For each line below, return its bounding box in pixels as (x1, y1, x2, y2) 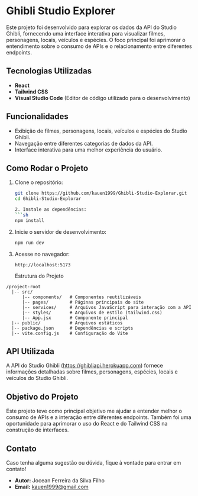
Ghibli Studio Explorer (6, 4, 116, 18)
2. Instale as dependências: (14, 207, 87, 212)
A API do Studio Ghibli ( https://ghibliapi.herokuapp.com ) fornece (6, 362, 164, 369)
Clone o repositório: (14, 179, 63, 186)
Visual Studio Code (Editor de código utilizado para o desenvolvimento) (14, 94, 190, 101)
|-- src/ (11, 289, 33, 295)
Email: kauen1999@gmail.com (14, 484, 89, 491)
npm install (14, 217, 44, 223)
